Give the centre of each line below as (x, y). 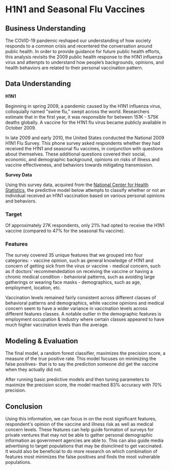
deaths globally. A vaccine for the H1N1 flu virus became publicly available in (86, 122)
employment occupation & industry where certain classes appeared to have (85, 319)
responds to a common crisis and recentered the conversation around (79, 46)
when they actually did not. (34, 370)
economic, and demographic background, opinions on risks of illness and (82, 159)
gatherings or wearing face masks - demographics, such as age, (73, 282)
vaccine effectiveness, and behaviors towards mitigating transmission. (79, 165)
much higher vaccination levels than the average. (57, 325)
